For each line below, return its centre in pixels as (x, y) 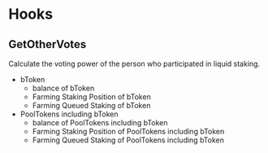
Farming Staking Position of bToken (92, 97)
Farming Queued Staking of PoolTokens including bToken (128, 140)
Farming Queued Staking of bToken (91, 105)
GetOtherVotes (48, 44)
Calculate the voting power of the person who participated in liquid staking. (134, 63)
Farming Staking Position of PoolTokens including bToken (128, 131)
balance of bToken (63, 88)
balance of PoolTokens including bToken (100, 122)
